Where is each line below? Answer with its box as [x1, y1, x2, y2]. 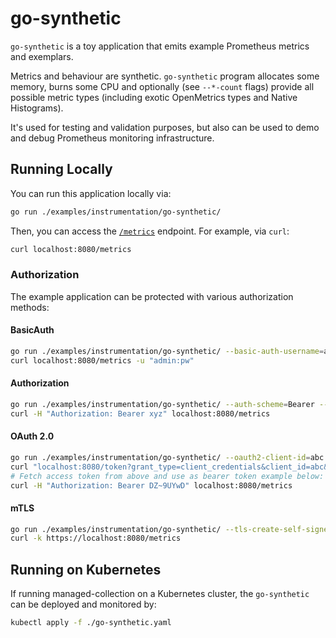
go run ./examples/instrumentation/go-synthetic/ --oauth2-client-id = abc [10, 452, 325, 462]
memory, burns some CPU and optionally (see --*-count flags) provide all [10, 80, 315, 92]
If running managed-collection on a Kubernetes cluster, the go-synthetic [10, 588, 310, 600]
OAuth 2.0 [10, 430, 55, 442]
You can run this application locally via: [10, 187, 172, 199]
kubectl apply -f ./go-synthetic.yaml [10, 618, 172, 628]
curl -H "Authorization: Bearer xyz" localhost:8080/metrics [10, 408, 271, 419]
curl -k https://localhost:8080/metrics [10, 533, 182, 544]
